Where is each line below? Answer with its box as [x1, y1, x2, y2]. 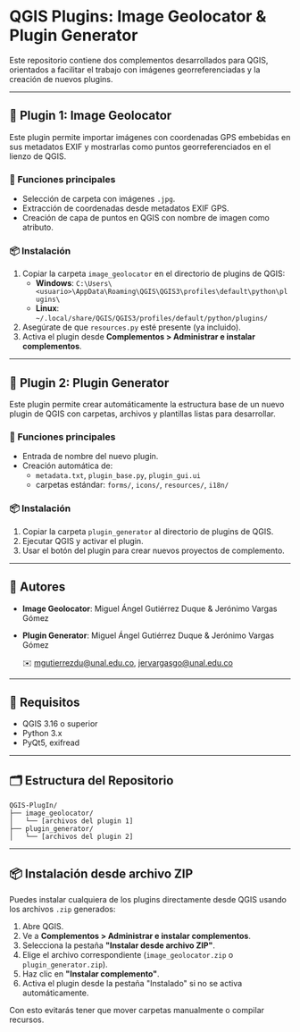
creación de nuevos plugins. [9, 73, 113, 84]
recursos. [9, 1014, 45, 1025]
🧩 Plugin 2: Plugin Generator [9, 375, 170, 390]
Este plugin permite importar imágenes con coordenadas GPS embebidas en [9, 131, 291, 142]
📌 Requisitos [9, 694, 80, 709]
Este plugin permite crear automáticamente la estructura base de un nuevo [9, 399, 285, 410]
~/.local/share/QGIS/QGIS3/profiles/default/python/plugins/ [35, 315, 268, 323]
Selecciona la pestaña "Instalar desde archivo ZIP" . [21, 940, 216, 951]
